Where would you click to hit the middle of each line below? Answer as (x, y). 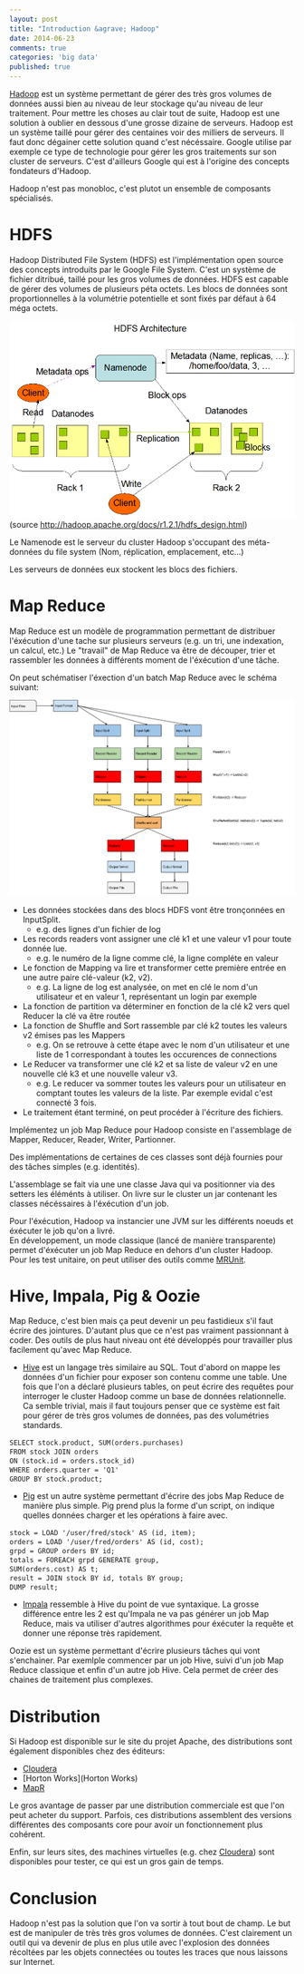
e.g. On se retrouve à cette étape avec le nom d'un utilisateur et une (163, 1045)
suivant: (24, 687)
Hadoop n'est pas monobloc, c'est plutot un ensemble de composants (140, 189)
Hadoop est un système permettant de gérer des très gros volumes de (141, 94)
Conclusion (53, 1898)
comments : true (38, 48)
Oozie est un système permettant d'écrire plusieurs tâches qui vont (135, 1651)
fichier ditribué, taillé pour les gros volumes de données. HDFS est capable (149, 279)
